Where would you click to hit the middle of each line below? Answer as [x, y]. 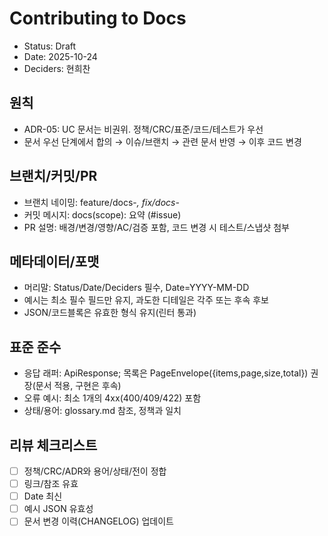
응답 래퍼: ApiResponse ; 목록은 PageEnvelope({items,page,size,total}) [166, 373]
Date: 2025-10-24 [60, 56]
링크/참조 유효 [51, 484]
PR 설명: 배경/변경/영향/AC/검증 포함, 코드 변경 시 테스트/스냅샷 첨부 [156, 227]
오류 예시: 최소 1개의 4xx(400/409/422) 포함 [112, 398]
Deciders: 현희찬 [57, 68]
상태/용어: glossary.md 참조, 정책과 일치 [102, 411]
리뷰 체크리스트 [53, 445]
